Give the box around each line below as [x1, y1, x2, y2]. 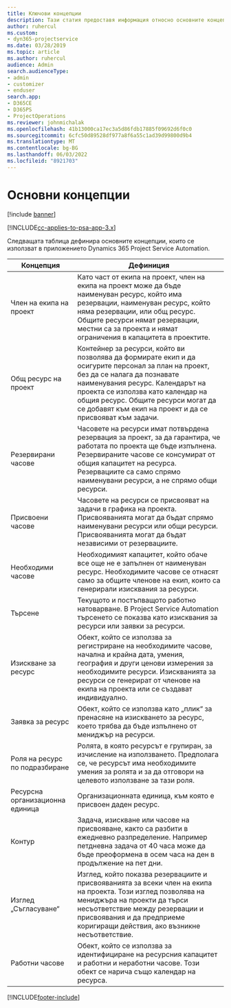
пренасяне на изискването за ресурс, [77, 712, 204, 722]
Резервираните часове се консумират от [77, 450, 215, 459]
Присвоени [10, 512, 49, 522]
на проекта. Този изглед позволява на [77, 887, 205, 896]
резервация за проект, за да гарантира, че [77, 432, 221, 442]
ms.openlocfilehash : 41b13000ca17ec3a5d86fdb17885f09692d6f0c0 [7, 125, 192, 132]
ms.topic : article [7, 49, 60, 56]
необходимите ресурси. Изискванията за [77, 667, 217, 676]
